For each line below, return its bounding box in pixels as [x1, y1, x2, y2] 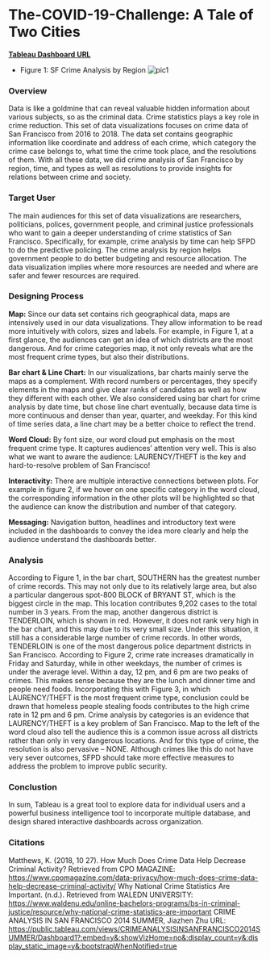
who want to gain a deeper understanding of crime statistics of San [8, 227, 232, 237]
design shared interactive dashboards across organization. [8, 817, 204, 827]
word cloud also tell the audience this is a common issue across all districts [8, 728, 258, 737]
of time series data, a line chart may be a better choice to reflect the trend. [8, 419, 256, 428]
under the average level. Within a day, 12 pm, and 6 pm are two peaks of [8, 667, 248, 677]
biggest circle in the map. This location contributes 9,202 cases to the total [8, 598, 258, 608]
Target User [8, 192, 56, 203]
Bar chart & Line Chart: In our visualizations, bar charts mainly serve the [8, 367, 249, 377]
